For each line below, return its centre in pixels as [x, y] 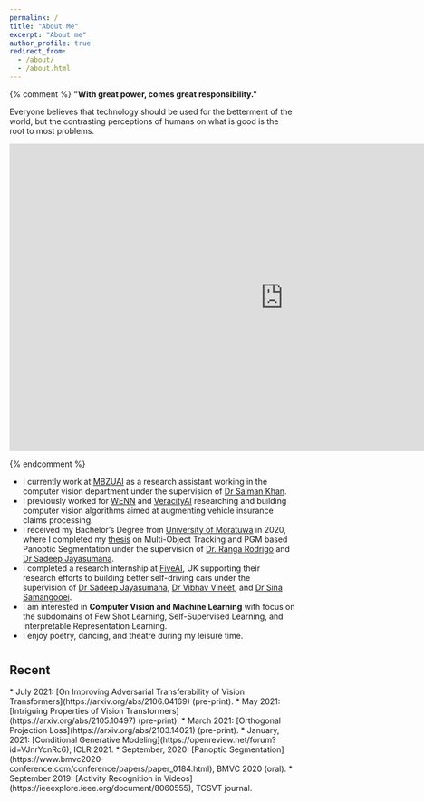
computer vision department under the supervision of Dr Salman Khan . [154, 491]
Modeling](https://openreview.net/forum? [199, 740]
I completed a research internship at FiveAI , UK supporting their [141, 568]
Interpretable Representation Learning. [95, 625]
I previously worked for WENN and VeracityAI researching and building [154, 500]
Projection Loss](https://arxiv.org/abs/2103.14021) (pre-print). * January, [145, 730]
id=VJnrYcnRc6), [41, 749]
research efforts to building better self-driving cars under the [136, 577]
